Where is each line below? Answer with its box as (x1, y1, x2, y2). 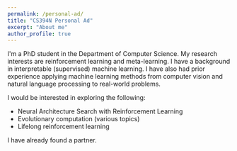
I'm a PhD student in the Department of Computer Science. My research (7, 50, 218, 58)
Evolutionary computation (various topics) (17, 115, 140, 123)
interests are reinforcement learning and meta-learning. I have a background (7, 57, 231, 66)
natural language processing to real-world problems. (7, 79, 161, 89)
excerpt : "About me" (7, 23, 69, 30)
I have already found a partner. (7, 136, 97, 145)
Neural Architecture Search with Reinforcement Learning (17, 107, 183, 116)
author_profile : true (7, 30, 71, 38)
